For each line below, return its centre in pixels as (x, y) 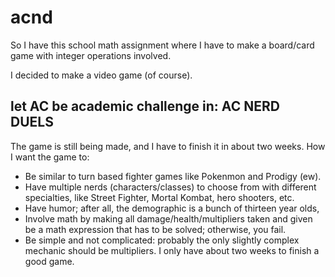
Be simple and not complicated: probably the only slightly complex (162, 240)
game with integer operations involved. (91, 55)
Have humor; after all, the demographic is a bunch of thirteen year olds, (172, 208)
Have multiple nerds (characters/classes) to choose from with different (170, 187)
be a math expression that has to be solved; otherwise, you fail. (155, 229)
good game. (49, 261)
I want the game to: (50, 157)
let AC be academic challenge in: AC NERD (145, 106)
